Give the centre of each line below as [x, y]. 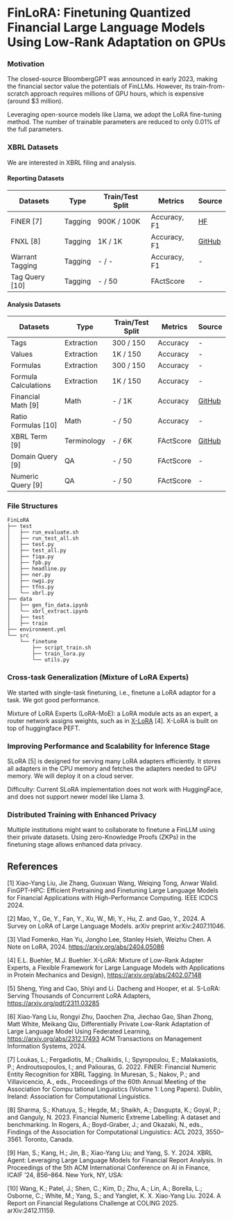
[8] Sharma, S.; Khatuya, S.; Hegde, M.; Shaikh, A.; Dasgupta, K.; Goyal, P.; [114, 1110]
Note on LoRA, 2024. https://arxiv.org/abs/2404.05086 [86, 947]
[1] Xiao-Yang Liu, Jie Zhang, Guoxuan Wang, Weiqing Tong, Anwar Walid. [113, 883]
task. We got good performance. [54, 700]
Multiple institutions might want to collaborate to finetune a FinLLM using [111, 830]
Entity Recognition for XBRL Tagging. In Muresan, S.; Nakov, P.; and [103, 1074]
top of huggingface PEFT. [44, 728]
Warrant [24, 257]
